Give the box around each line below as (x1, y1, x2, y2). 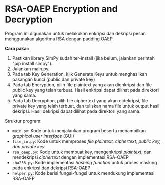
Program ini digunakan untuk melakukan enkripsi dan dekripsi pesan (5, 30, 146, 36)
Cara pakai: (5, 45, 30, 51)
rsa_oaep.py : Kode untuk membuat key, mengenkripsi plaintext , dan (12, 149, 152, 155)
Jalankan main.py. (12, 66, 50, 72)
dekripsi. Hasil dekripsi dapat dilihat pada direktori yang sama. (12, 108, 141, 114)
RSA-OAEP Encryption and (5, 3, 118, 15)
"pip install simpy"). (12, 60, 53, 66)
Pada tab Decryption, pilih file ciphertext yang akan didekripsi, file (12, 97, 148, 103)
